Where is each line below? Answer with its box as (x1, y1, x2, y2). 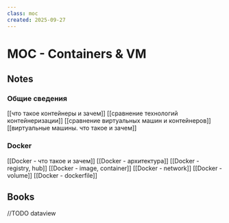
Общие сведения (7, 94, 67, 103)
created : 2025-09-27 (7, 16, 67, 23)
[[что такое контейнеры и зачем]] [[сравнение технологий (7, 109, 178, 117)
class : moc (7, 10, 38, 17)
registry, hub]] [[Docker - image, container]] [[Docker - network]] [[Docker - (7, 164, 223, 172)
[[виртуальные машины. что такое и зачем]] (7, 124, 137, 132)
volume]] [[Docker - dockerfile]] (7, 171, 98, 179)
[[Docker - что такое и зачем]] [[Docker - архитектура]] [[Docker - (7, 156, 200, 165)
